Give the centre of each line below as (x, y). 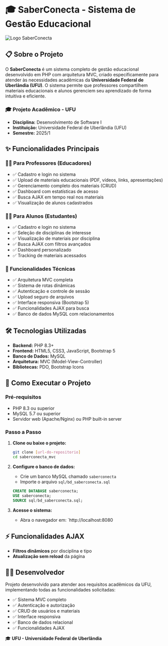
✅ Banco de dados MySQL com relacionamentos (63, 314)
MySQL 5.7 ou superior (37, 413)
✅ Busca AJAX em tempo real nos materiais (58, 197)
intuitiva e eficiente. (26, 96)
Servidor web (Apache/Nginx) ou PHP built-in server (67, 419)
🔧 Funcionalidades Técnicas (40, 269)
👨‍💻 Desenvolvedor (35, 572)
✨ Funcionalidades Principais (52, 149)
